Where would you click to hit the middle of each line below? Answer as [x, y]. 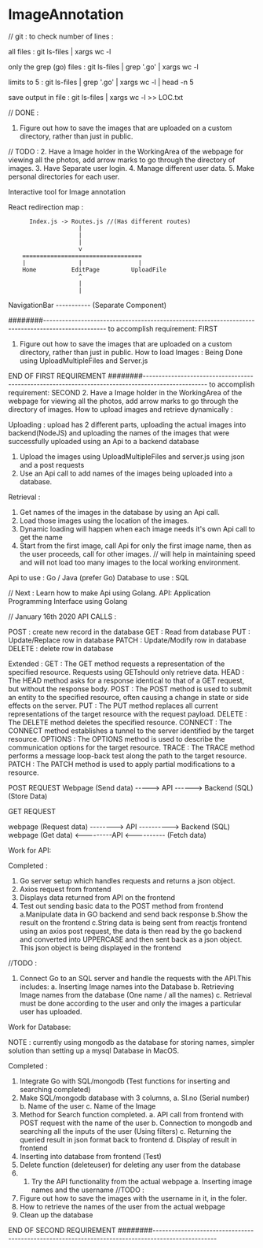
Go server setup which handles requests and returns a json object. [127, 880]
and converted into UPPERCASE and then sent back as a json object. [131, 939]
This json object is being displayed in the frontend [100, 947]
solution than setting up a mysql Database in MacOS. [94, 1050]
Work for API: [30, 850]
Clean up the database [56, 1215]
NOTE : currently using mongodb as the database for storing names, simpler [131, 1042]
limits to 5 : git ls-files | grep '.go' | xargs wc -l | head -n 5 [101, 82]
